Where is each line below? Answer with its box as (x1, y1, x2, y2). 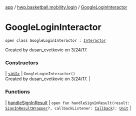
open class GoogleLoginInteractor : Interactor (5, 38, 106, 43)
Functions (5, 88, 30, 95)
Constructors (5, 59, 38, 66)
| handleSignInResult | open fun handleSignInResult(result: (5, 100, 130, 106)
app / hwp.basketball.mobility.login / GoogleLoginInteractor (5, 4, 127, 10)
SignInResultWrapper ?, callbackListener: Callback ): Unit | (5, 105, 131, 111)
